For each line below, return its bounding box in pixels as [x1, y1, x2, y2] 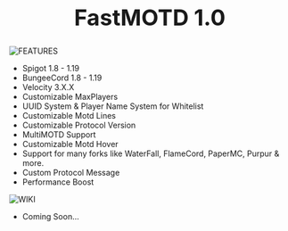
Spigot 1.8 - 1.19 [21, 62, 80, 73]
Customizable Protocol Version [21, 120, 136, 130]
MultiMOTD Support [21, 128, 96, 140]
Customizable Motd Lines [21, 110, 116, 120]
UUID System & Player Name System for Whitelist [21, 101, 204, 111]
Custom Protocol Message [21, 167, 120, 177]
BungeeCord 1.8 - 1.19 [21, 72, 103, 83]
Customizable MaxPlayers [21, 91, 119, 102]
